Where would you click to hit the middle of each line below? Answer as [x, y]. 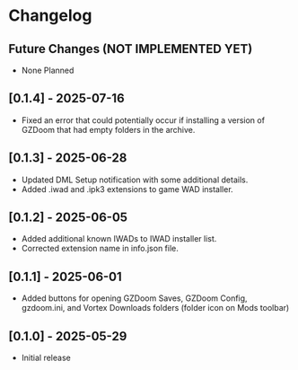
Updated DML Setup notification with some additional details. [135, 180]
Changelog [50, 16]
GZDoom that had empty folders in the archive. [108, 129]
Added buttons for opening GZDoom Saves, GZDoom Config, [134, 298]
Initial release [46, 358]
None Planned [48, 70]
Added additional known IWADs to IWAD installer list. [119, 239]
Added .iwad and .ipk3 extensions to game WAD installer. [127, 189]
